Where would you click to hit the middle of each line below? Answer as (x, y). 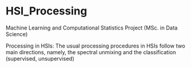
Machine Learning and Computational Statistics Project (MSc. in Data (92, 28)
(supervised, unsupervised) (40, 58)
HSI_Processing (47, 11)
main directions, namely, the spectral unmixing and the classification (91, 52)
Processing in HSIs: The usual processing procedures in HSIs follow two (95, 46)
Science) (17, 34)
